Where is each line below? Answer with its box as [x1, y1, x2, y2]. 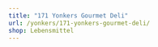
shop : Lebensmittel [8, 26, 75, 34]
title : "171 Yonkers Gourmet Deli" [8, 11, 129, 20]
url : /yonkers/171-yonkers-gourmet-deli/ [8, 19, 151, 27]
